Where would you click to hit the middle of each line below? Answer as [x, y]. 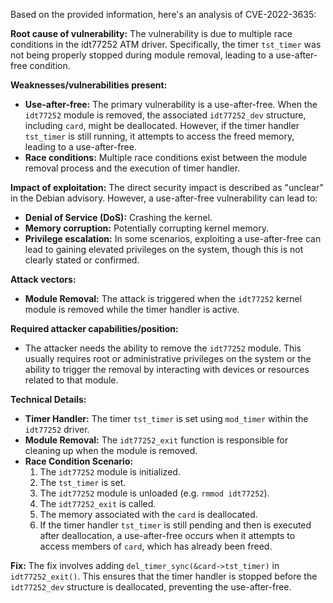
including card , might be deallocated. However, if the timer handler [162, 125]
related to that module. [71, 380]
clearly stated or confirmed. [82, 260]
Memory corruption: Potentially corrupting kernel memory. [146, 228]
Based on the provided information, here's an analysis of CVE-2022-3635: [163, 14]
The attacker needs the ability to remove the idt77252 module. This [163, 348]
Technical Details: [48, 399]
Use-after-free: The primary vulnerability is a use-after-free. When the [171, 104]
